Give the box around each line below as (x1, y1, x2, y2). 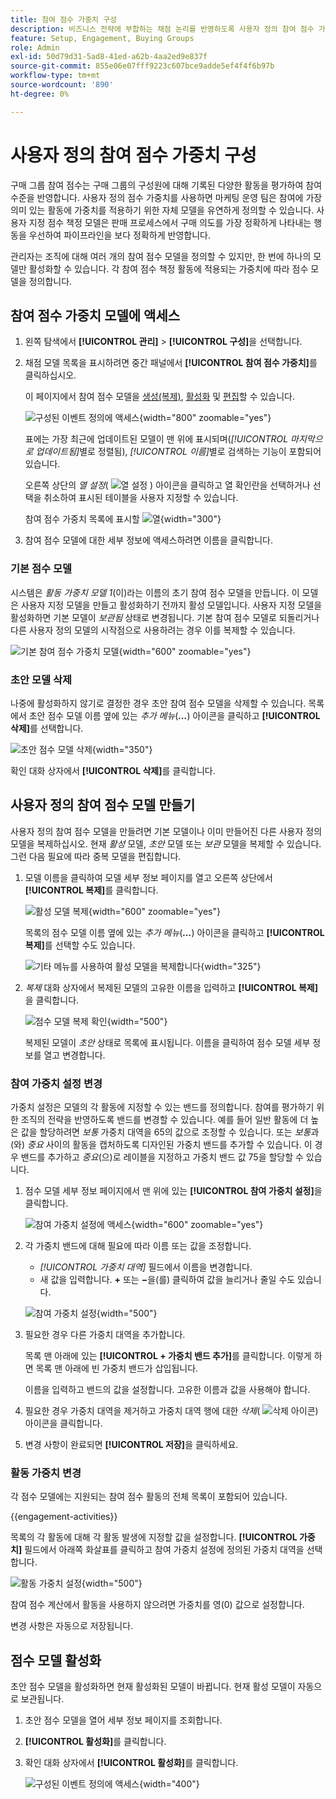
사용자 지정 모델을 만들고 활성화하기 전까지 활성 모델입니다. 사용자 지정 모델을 (20, 599, 323, 611)
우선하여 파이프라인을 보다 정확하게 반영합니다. (28, 229, 211, 241)
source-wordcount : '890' (10, 80, 114, 90)
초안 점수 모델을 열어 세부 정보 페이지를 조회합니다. (24, 1714, 223, 1726)
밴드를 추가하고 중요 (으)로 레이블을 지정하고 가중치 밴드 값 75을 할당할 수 (20, 1151, 304, 1163)
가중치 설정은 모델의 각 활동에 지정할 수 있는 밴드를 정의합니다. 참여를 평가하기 (10, 1101, 315, 1113)
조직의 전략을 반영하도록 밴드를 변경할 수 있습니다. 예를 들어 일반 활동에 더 (20, 1114, 309, 1126)
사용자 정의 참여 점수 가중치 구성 (10, 144, 257, 166)
